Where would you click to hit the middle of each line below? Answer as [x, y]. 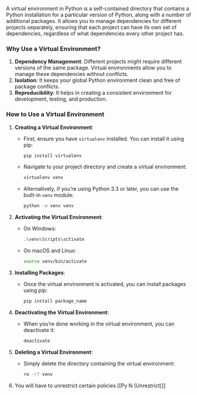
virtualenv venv [43, 178]
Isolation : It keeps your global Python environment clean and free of [97, 80]
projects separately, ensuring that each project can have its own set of [91, 27]
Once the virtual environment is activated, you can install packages [105, 284]
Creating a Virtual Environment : [54, 127]
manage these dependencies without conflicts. [71, 74]
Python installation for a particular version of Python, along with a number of [98, 15]
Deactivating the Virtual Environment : [62, 312]
